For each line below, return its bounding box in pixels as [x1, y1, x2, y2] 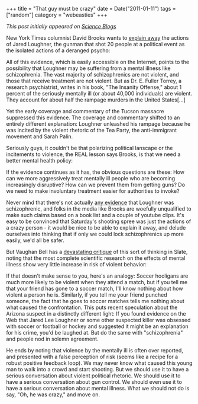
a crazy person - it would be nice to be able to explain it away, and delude [6, 224, 186, 231]
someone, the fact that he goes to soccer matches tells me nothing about [6, 298, 185, 304]
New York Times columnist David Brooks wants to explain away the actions [6, 34, 189, 41]
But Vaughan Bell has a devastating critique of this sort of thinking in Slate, [6, 249, 188, 255]
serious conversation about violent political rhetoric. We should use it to [6, 372, 181, 379]
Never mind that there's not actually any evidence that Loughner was [6, 199, 174, 206]
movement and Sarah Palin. [6, 133, 73, 140]
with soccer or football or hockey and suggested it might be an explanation [6, 323, 189, 330]
